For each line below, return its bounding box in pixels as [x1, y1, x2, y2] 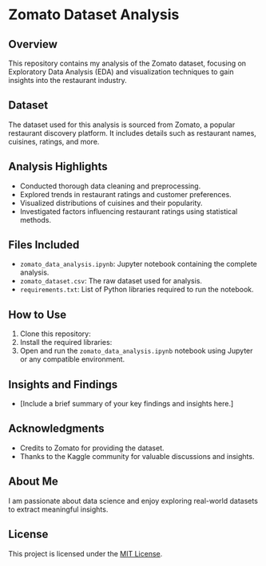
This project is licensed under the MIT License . [8, 548, 163, 558]
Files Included [8, 238, 80, 252]
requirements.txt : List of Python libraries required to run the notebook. [19, 285, 254, 295]
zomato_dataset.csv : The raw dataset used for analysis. [19, 276, 202, 286]
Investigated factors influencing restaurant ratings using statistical [19, 206, 238, 216]
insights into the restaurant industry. [8, 76, 128, 85]
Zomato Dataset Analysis [8, 6, 180, 24]
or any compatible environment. [19, 354, 125, 364]
